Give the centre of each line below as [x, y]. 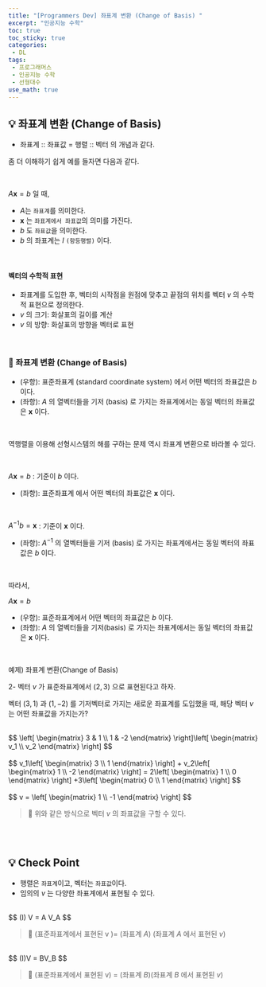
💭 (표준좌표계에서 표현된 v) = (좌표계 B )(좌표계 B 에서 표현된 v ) [125, 974]
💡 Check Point [44, 863]
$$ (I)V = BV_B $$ [38, 958]
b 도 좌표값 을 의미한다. [53, 231]
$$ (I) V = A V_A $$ [40, 917]
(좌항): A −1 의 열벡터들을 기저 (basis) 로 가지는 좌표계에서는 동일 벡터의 [130, 542]
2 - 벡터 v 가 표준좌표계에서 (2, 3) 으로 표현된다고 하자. [92, 687]
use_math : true [33, 90]
